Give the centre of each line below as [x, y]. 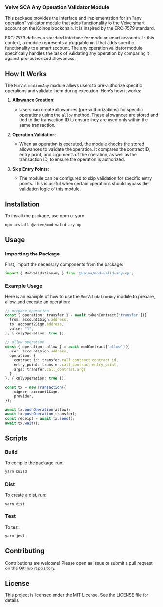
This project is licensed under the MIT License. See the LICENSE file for [77, 595]
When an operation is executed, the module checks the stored [82, 144]
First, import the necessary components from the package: [64, 264]
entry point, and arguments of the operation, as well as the [78, 155]
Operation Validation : [34, 135]
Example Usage [24, 286]
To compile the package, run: [35, 463]
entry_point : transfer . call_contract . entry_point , [66, 365]
